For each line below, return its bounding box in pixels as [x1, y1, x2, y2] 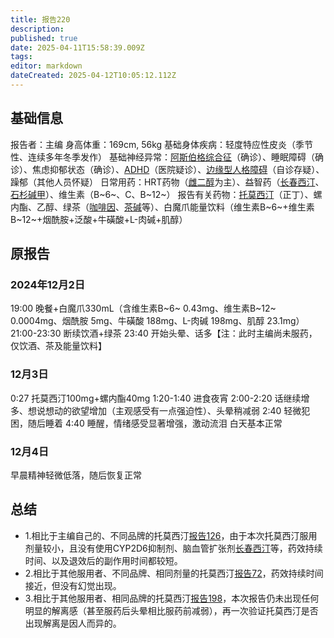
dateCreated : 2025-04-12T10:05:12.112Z [10, 71, 177, 81]
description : [10, 24, 65, 34]
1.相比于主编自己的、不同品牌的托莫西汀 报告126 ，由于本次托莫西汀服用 [24, 529, 318, 541]
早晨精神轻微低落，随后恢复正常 [10, 469, 142, 481]
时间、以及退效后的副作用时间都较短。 [24, 554, 183, 566]
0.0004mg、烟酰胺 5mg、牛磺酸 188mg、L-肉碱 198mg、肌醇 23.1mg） [10, 315, 305, 327]
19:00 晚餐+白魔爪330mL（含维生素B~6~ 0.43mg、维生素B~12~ [10, 302, 277, 315]
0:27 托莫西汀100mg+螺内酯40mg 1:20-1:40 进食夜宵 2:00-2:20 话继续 [10, 392, 302, 404]
